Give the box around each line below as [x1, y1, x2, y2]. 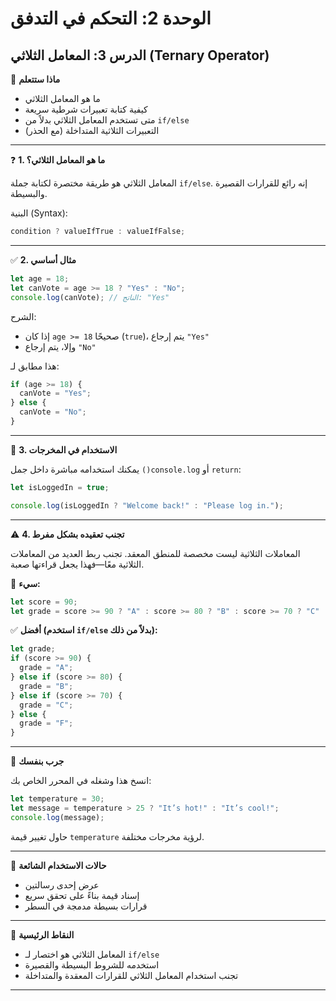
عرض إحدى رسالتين [24, 878, 100, 891]
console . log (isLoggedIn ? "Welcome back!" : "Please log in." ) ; [10, 500, 284, 511]
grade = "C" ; [19, 700, 74, 710]
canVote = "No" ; [19, 407, 87, 417]
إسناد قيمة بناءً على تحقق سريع [24, 889, 140, 901]
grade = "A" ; [19, 663, 74, 673]
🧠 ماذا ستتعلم [10, 73, 61, 85]
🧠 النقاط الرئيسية [10, 928, 75, 941]
